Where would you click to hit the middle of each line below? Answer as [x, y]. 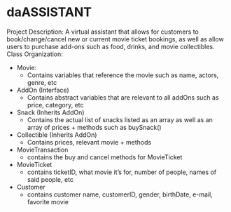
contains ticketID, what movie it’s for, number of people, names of [122, 172]
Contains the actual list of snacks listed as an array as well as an [120, 119]
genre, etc [42, 82]
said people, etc [50, 179]
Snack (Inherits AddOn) [50, 112]
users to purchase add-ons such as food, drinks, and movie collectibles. [111, 46]
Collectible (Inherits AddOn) [57, 135]
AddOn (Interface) [43, 90]
